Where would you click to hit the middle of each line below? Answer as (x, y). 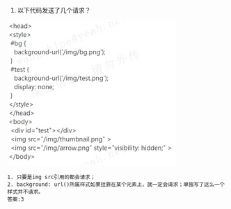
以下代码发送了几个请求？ (54, 10)
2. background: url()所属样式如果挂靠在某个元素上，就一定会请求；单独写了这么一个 (116, 185)
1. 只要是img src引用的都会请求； (51, 177)
